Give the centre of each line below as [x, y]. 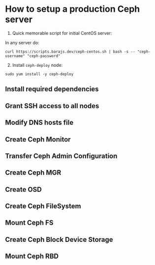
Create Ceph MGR [33, 173]
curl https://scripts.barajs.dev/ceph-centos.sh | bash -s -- [70, 52]
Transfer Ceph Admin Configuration [61, 156]
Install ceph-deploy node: [37, 65]
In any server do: [22, 42]
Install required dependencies [52, 89]
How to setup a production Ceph [73, 9]
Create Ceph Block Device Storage [59, 239]
